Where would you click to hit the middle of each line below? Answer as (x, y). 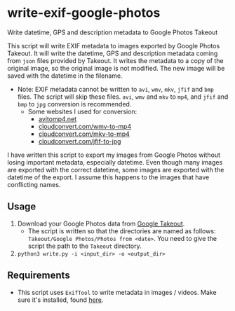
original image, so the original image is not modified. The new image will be (116, 68)
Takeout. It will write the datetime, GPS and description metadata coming (113, 53)
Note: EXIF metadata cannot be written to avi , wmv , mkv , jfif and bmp (115, 89)
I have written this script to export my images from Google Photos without (114, 155)
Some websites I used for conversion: (82, 111)
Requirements (39, 276)
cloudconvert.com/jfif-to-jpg (80, 141)
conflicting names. (34, 184)
